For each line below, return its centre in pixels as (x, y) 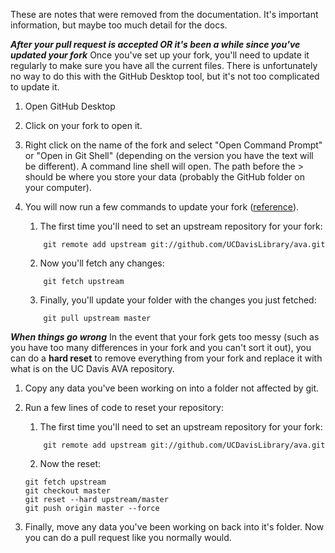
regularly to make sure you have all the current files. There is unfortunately (164, 65)
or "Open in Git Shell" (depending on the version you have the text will (169, 155)
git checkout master (67, 491)
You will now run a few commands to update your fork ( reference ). (162, 207)
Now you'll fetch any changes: (102, 263)
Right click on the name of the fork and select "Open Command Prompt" (173, 145)
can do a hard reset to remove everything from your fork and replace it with (166, 358)
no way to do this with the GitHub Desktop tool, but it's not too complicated (165, 76)
